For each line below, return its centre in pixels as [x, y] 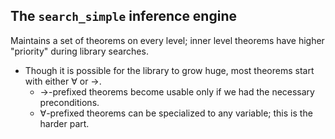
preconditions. [69, 102]
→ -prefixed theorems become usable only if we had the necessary [177, 91]
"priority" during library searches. [79, 51]
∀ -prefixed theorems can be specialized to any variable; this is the [176, 113]
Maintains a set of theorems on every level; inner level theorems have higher [167, 40]
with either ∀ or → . [63, 81]
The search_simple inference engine [123, 16]
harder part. [64, 123]
